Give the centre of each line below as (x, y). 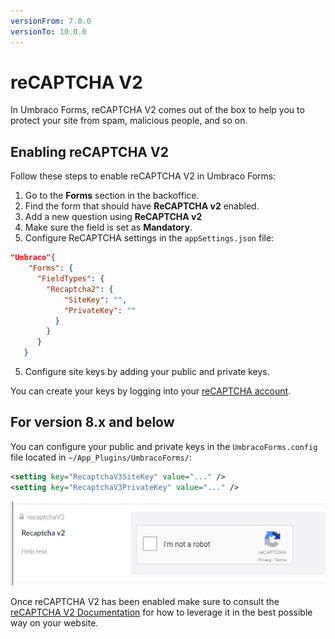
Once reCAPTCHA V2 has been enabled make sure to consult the (145, 602)
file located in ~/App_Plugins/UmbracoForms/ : (101, 457)
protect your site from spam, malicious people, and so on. (129, 121)
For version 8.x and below (92, 422)
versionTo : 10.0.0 (48, 31)
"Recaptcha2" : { (80, 289)
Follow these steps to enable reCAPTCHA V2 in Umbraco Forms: (143, 176)
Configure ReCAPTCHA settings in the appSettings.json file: (149, 238)
